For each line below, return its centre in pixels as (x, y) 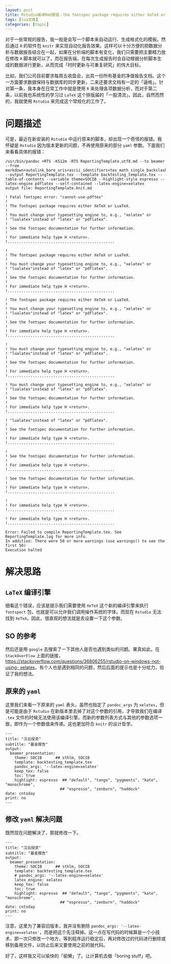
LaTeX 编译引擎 (28, 592)
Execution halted (24, 550)
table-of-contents (25, 179)
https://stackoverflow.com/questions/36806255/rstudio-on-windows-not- (83, 661)
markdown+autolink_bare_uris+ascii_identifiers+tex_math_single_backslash (86, 171)
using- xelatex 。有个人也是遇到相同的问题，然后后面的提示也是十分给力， (82, 667)
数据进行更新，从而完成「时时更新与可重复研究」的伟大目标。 (79, 65)
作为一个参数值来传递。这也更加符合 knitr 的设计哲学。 (77, 724)
